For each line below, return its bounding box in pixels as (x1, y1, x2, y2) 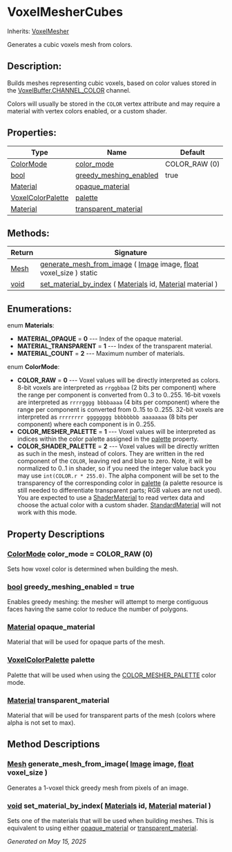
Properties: (7, 127, 57, 139)
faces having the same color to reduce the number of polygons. (7, 605, 188, 614)
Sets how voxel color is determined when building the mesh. (7, 565, 179, 573)
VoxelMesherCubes (7, 4, 123, 20)
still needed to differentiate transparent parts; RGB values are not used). (17, 486, 222, 495)
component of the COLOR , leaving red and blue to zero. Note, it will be (17, 457, 213, 465)
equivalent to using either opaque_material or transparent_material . (7, 824, 198, 833)
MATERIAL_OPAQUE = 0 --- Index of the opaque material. (17, 334, 183, 343)
